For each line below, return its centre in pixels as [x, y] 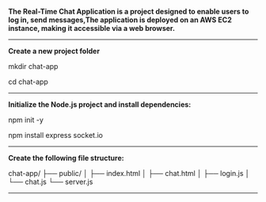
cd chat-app [28, 82]
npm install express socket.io [56, 135]
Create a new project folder [54, 51]
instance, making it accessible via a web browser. [92, 28]
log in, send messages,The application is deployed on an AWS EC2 [120, 20]
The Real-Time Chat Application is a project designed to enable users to [129, 11]
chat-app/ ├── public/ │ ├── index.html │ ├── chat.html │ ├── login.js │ [129, 173]
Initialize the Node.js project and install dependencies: [100, 105]
